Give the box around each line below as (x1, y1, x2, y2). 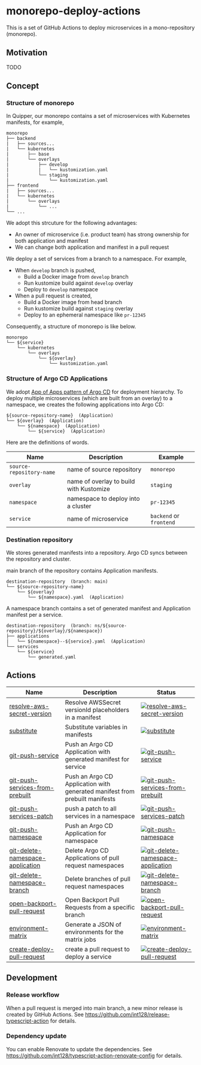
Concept (6, 81, 39, 91)
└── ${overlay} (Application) (6, 418, 84, 424)
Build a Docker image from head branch (23, 299, 123, 306)
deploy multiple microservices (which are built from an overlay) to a (6, 394, 173, 401)
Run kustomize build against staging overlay (23, 305, 133, 312)
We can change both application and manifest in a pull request (14, 244, 169, 251)
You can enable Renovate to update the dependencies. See (6, 1045, 153, 1052)
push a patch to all (65, 804, 117, 813)
